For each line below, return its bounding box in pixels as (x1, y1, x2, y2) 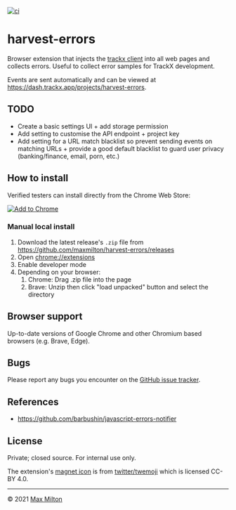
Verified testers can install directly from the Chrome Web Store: (7, 190, 191, 200)
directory (27, 290, 55, 299)
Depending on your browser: (17, 268, 100, 276)
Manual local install (7, 222, 75, 232)
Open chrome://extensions (17, 253, 96, 261)
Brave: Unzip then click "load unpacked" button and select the (27, 282, 209, 291)
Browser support (7, 310, 83, 322)
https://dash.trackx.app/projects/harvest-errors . (7, 83, 147, 91)
